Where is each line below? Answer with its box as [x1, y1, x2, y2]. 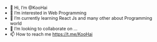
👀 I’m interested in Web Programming [9, 10, 87, 16]
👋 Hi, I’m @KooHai [9, 5, 47, 10]
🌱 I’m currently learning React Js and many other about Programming [9, 15, 153, 21]
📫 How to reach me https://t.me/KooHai [9, 31, 93, 37]
